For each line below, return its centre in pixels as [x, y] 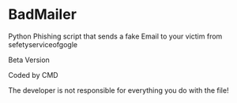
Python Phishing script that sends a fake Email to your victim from [115, 36]
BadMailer [43, 15]
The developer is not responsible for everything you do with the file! [118, 90]
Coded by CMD [33, 75]
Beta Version [29, 60]
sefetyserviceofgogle [43, 44]
